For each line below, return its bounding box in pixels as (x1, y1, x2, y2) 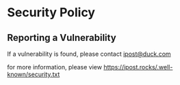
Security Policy (7, 5, 96, 20)
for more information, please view (7, 63, 103, 71)
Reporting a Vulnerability (7, 32, 116, 44)
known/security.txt (7, 70, 60, 78)
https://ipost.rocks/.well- (103, 63, 173, 71)
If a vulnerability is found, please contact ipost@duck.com (7, 50, 171, 58)
